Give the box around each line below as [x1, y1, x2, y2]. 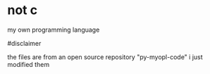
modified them [7, 60, 50, 68]
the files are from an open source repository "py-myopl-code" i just [7, 52, 203, 61]
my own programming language [7, 25, 100, 34]
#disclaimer [7, 39, 42, 47]
